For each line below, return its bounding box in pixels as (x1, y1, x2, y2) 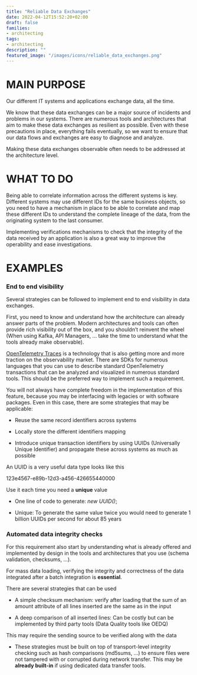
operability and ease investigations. (6, 241, 93, 248)
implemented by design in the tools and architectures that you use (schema (6, 549, 189, 557)
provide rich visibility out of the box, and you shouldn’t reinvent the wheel (6, 325, 185, 333)
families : (6, 25, 31, 31)
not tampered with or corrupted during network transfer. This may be (14, 656, 183, 663)
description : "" (6, 47, 46, 53)
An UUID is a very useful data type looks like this (6, 463, 125, 470)
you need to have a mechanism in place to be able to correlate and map (6, 204, 180, 211)
